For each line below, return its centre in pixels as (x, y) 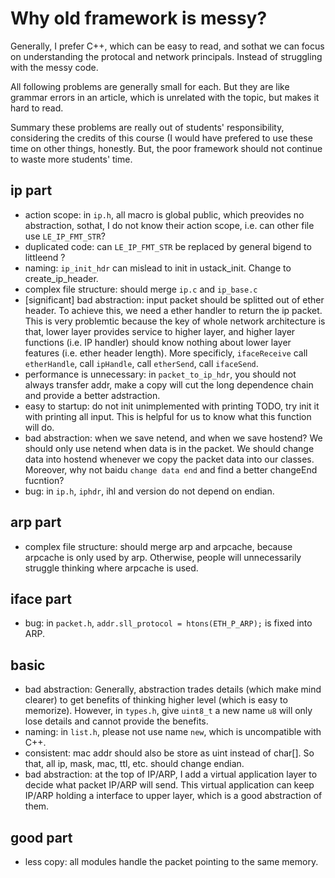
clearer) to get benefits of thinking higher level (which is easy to (156, 700)
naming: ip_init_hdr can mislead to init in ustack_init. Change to (158, 268)
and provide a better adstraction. (92, 395)
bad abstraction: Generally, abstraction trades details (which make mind (173, 689)
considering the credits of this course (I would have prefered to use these (161, 138)
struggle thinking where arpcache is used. (111, 568)
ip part (31, 190)
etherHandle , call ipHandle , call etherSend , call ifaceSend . (141, 363)
